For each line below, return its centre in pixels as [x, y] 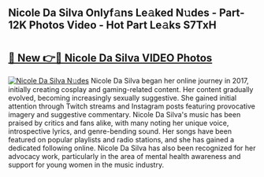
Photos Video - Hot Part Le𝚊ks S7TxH [123, 26]
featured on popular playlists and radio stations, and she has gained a [121, 140]
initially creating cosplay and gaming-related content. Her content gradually [131, 89]
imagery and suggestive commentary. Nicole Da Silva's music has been [125, 114]
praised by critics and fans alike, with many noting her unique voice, [119, 123]
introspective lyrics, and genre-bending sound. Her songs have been [120, 131]
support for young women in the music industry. [86, 165]
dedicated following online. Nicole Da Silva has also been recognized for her [132, 148]
